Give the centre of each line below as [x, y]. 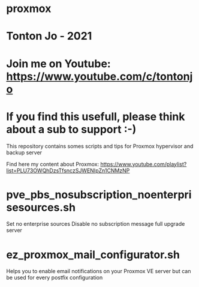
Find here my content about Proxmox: [53, 164]
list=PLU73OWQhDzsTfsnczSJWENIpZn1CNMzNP [68, 171]
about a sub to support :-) [71, 129]
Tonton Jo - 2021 [49, 36]
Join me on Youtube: [58, 63]
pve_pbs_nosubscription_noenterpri [99, 195]
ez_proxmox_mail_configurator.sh [93, 255]
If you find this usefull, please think [96, 116]
